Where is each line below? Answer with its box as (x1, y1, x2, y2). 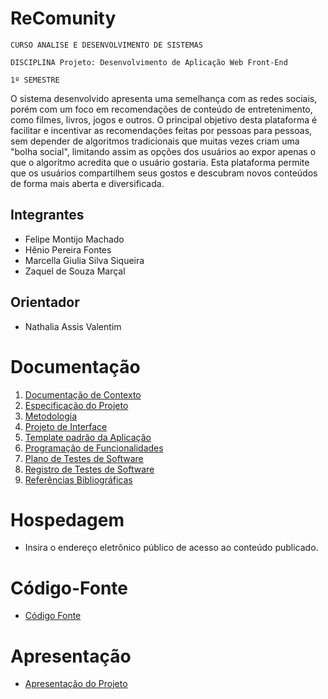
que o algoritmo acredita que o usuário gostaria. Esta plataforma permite (10, 156, 310, 168)
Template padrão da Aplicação (24, 431, 152, 443)
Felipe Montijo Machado (24, 233, 125, 245)
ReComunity (10, 7, 117, 30)
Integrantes (10, 207, 85, 224)
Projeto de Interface (24, 420, 108, 432)
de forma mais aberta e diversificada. (10, 177, 165, 189)
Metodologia (24, 410, 78, 422)
